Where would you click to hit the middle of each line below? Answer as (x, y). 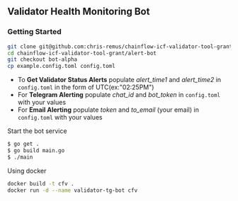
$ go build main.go (36, 151)
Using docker (27, 171)
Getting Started (34, 32)
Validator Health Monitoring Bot (79, 12)
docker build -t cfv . (41, 183)
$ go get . (23, 144)
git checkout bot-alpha (42, 59)
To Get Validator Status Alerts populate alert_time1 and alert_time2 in (119, 80)
